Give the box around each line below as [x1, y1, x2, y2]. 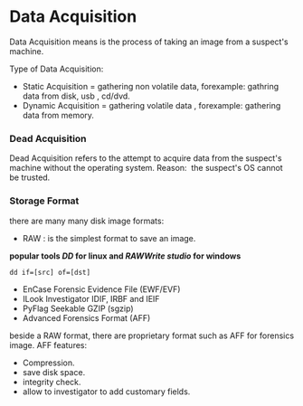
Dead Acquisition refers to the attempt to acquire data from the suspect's [9, 153, 282, 164]
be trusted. [9, 172, 51, 183]
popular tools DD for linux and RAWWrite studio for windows [9, 250, 241, 261]
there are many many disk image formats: [9, 215, 165, 226]
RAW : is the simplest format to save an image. [22, 232, 196, 243]
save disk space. [22, 366, 86, 377]
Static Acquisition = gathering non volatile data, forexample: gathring [22, 80, 279, 91]
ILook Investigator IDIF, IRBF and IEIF [22, 293, 160, 304]
